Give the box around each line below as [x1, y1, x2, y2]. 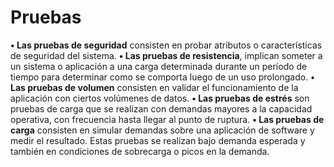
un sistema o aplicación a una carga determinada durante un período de [10, 60, 308, 72]
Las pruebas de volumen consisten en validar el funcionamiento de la [10, 81, 299, 93]
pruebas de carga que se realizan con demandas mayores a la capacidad [10, 102, 313, 115]
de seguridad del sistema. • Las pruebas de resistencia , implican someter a [10, 49, 323, 61]
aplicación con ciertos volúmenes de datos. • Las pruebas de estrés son [10, 92, 310, 104]
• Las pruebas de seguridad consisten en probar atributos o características [10, 39, 323, 51]
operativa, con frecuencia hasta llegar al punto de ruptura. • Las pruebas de [10, 113, 325, 125]
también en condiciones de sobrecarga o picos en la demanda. [10, 145, 270, 157]
